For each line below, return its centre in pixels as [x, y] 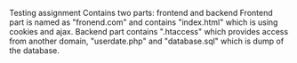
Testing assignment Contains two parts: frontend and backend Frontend [141, 13]
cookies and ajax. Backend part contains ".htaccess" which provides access [149, 31]
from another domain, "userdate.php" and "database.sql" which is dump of [147, 41]
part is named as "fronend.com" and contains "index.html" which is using [144, 22]
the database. [35, 51]
